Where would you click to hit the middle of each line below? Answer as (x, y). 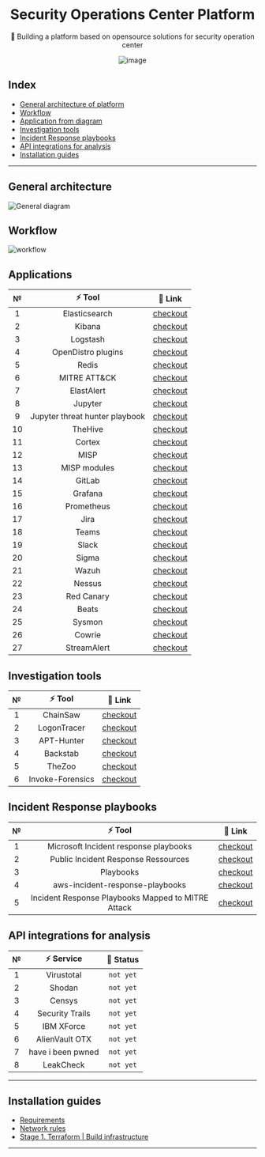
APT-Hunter (62, 741)
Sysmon (88, 622)
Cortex (88, 442)
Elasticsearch (88, 314)
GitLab (88, 481)
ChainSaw (62, 715)
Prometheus (88, 506)
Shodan (64, 988)
